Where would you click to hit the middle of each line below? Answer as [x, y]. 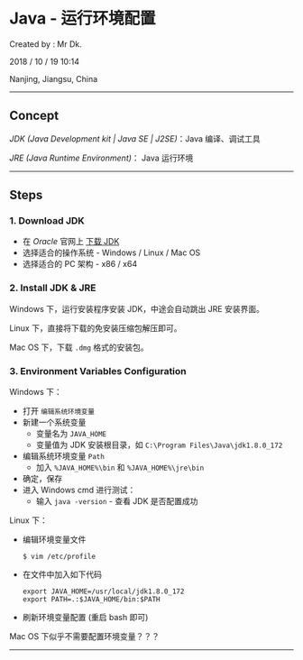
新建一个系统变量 [54, 422]
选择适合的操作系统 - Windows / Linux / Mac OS [111, 252]
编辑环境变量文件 [54, 540]
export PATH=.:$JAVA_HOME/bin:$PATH [91, 600]
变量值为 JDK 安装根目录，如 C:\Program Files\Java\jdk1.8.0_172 [159, 445]
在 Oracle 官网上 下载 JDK [71, 242]
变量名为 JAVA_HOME [71, 434]
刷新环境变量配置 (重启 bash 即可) [85, 618]
